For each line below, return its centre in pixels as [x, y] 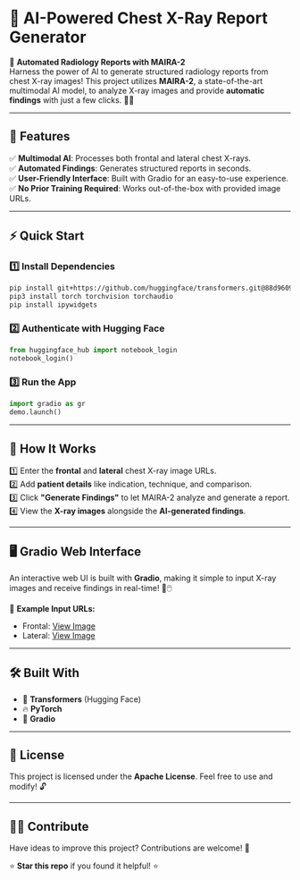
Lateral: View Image [58, 635]
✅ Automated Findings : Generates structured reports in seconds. [130, 168]
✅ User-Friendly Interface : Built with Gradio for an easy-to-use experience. [149, 178]
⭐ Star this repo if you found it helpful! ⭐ [84, 866]
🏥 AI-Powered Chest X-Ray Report [138, 18]
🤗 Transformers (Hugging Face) [81, 699]
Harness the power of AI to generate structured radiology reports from [139, 72]
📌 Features [40, 136]
